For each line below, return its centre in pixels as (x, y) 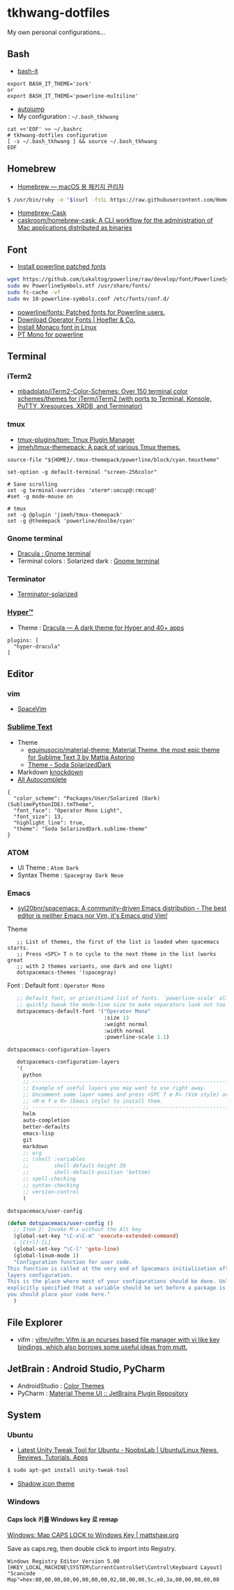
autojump (31, 109)
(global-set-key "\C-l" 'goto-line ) (67, 1249)
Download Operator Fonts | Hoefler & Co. (76, 320)
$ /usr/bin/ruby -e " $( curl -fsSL (57, 200)
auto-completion (46, 1121)
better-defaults (46, 1127)
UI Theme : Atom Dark (48, 868)
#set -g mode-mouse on (40, 496)
